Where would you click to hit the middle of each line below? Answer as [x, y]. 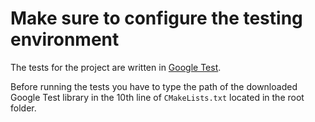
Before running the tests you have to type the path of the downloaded [154, 86]
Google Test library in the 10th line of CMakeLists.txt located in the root [157, 97]
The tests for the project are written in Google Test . [116, 67]
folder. [23, 108]
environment [65, 39]
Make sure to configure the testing [156, 18]
